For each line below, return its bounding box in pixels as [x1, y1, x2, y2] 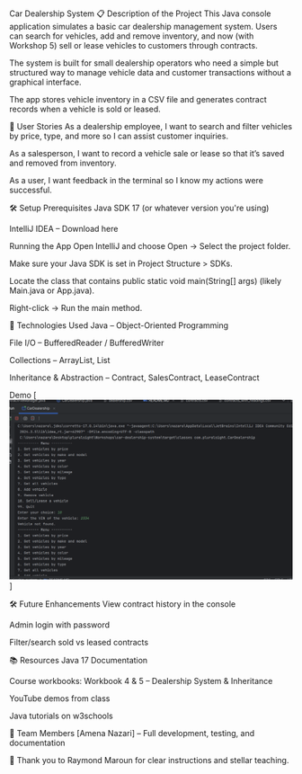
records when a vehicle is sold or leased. [9, 103, 162, 114]
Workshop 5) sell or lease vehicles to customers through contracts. [9, 40, 258, 50]
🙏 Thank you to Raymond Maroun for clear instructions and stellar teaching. [9, 755, 289, 766]
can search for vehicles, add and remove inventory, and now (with [9, 31, 254, 41]
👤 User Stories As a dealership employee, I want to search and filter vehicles [9, 121, 293, 131]
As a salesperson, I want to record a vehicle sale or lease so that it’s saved [9, 148, 285, 158]
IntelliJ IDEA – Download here [9, 224, 119, 234]
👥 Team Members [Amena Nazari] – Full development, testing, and [9, 728, 254, 739]
